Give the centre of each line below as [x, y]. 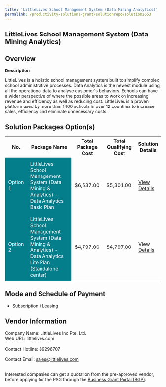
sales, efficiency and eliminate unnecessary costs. [56, 111]
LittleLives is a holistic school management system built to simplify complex [82, 80]
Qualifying [119, 147]
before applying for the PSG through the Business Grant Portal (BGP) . [76, 380]
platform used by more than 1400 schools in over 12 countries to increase [80, 106]
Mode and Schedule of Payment [55, 294]
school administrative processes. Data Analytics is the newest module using [82, 85]
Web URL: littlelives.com [30, 339]
